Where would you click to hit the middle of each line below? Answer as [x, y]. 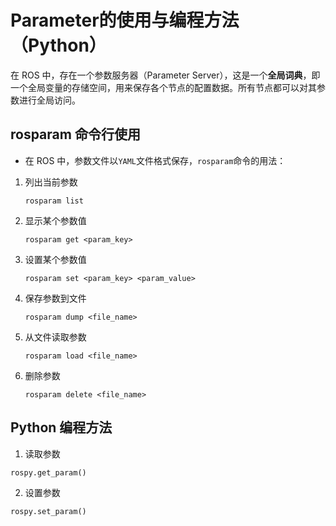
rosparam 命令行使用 [75, 134]
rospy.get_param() [48, 472]
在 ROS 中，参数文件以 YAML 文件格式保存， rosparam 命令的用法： [155, 160]
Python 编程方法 [61, 427]
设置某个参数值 [55, 259]
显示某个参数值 [55, 220]
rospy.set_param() [48, 511]
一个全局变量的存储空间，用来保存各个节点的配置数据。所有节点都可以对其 [163, 87]
